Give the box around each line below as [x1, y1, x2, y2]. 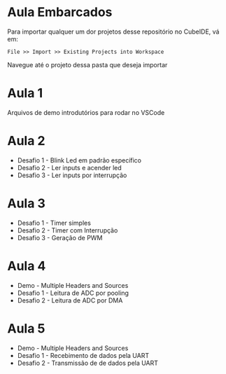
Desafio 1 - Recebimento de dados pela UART [17, 351, 149, 359]
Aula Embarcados [7, 4, 113, 20]
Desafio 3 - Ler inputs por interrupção [17, 171, 127, 179]
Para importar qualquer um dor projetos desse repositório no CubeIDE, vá [7, 27, 220, 36]
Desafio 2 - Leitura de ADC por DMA [17, 296, 123, 305]
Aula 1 [7, 85, 43, 102]
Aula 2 [7, 133, 45, 149]
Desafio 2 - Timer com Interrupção [17, 226, 118, 235]
